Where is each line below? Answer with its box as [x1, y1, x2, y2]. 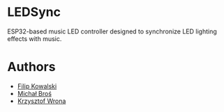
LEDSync [7, 4, 61, 20]
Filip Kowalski [17, 81, 57, 90]
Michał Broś [17, 89, 52, 97]
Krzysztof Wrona [17, 97, 66, 105]
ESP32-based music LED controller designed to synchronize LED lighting [7, 27, 218, 35]
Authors [7, 59, 56, 75]
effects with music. [7, 34, 62, 42]
